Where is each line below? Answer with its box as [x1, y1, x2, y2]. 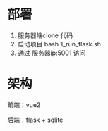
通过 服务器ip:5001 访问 [17, 49, 86, 57]
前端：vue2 [7, 100, 41, 109]
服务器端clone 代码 [17, 31, 73, 39]
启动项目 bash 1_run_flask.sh [17, 39, 101, 48]
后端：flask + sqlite [7, 116, 64, 124]
